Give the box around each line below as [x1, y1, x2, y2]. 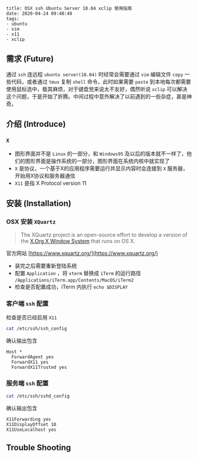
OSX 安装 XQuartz [6, 217, 56, 225]
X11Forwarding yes [6, 416, 51, 422]
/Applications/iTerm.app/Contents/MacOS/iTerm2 [14, 277, 134, 283]
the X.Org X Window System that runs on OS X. [20, 238, 136, 245]
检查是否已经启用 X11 [6, 314, 57, 321]
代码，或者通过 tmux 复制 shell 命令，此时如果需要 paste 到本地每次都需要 [11, 78, 192, 85]
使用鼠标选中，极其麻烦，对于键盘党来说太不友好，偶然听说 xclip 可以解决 [6, 85, 187, 93]
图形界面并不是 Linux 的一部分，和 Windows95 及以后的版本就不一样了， [14, 150, 187, 157]
